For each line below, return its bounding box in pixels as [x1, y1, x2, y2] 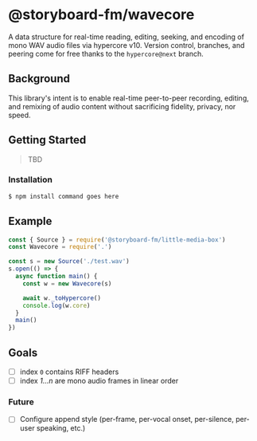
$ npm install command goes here [8, 192, 119, 200]
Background [8, 72, 70, 85]
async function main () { [15, 273, 98, 281]
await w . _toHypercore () [22, 293, 102, 302]
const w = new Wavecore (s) [22, 279, 112, 288]
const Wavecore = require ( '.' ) [8, 243, 112, 251]
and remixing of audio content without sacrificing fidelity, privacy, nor [8, 101, 236, 111]
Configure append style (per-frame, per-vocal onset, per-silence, [19, 415, 235, 424]
